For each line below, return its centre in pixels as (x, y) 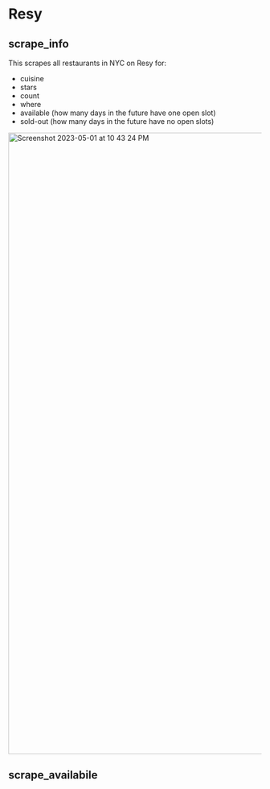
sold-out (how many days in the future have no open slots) (117, 121)
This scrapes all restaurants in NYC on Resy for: (88, 63)
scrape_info (39, 44)
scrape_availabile (53, 775)
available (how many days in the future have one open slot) (118, 113)
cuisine (32, 78)
